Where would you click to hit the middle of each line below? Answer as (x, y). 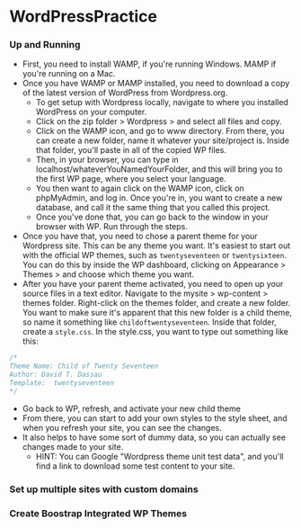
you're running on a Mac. (69, 74)
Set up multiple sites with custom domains (104, 489)
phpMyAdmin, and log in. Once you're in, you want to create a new (159, 198)
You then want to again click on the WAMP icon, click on (140, 188)
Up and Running (45, 45)
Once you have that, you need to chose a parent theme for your (140, 237)
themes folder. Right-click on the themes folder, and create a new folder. (156, 303)
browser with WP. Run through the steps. (112, 227)
